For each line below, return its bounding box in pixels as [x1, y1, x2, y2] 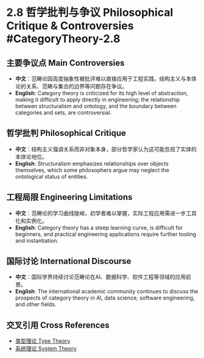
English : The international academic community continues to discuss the [15, 288, 199, 295]
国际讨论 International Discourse [6, 256, 132, 267]
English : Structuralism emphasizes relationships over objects [15, 160, 169, 167]
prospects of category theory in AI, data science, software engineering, [15, 294, 195, 302]
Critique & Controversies [6, 19, 134, 33]
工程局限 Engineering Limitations [6, 192, 133, 202]
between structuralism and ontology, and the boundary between [15, 102, 177, 110]
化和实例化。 [15, 217, 47, 224]
